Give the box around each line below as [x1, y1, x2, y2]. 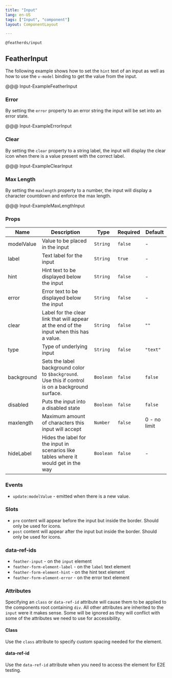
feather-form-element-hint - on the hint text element [12, 569, 125, 576]
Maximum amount [41, 413, 85, 420]
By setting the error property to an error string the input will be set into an [5, 108, 162, 114]
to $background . [41, 371, 78, 378]
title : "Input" [5, 7, 38, 13]
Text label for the [41, 252, 83, 259]
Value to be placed [41, 237, 87, 244]
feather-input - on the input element [12, 558, 92, 564]
